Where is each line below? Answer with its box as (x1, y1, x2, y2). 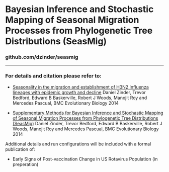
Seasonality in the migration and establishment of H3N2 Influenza (12, 84, 149, 90)
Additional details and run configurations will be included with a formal (5, 141, 151, 147)
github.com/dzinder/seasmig (5, 54, 79, 61)
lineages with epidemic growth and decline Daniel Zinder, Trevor (12, 89, 146, 95)
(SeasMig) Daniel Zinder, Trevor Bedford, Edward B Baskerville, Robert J (12, 120, 162, 126)
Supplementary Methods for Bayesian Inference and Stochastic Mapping (12, 110, 163, 116)
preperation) (12, 161, 39, 167)
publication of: (5, 146, 35, 152)
